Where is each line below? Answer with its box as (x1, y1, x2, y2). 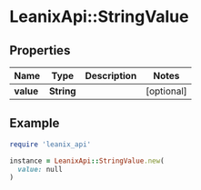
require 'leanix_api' (9, 139, 92, 149)
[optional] (145, 85, 188, 97)
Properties (9, 43, 71, 58)
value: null (17, 165, 64, 174)
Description (85, 70, 137, 82)
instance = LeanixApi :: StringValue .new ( (9, 156, 166, 165)
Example (9, 115, 60, 131)
